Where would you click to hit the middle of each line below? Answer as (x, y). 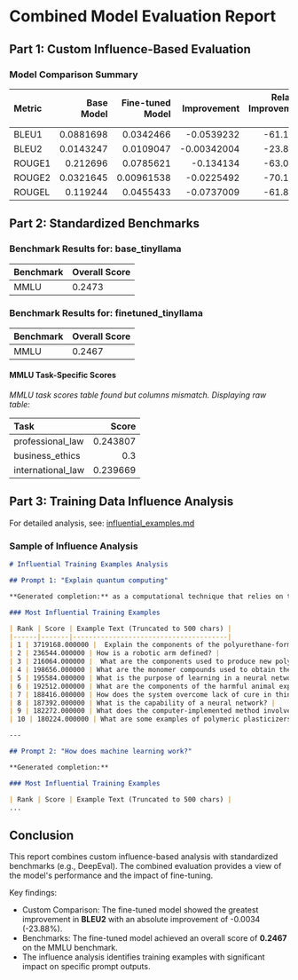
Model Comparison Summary (74, 75)
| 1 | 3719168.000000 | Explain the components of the (114, 645)
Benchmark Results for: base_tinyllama (95, 249)
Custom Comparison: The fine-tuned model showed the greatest (140, 910)
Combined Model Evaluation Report (143, 16)
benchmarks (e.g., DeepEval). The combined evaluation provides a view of (145, 866)
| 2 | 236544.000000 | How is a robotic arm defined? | (114, 653)
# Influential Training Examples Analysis (89, 565)
